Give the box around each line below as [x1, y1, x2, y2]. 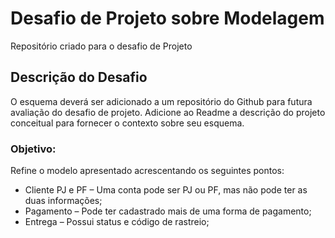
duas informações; [24, 195, 103, 207]
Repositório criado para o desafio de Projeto [10, 40, 193, 52]
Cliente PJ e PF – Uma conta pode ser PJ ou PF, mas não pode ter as [24, 184, 308, 196]
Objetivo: [10, 142, 57, 156]
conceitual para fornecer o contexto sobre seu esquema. [10, 117, 245, 129]
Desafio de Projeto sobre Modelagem [10, 7, 325, 30]
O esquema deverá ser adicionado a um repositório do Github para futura [10, 95, 313, 107]
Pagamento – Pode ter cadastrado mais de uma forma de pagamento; [24, 205, 312, 217]
